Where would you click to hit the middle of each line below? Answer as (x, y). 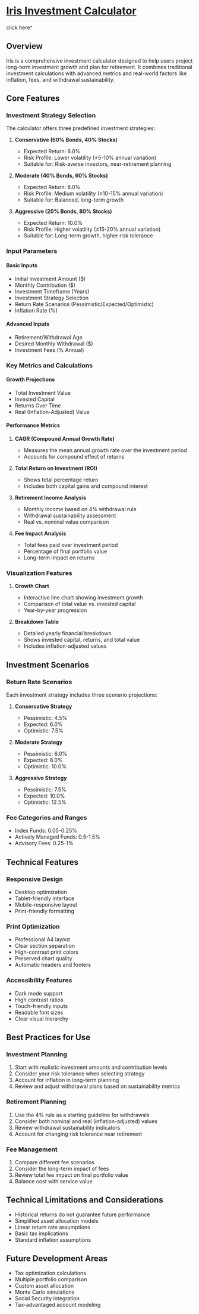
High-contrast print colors (47, 952)
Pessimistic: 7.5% (45, 790)
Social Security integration (47, 1298)
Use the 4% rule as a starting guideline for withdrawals (82, 1115)
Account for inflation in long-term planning (67, 1080)
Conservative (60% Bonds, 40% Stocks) (66, 140)
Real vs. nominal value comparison (66, 522)
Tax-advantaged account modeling (58, 1304)
